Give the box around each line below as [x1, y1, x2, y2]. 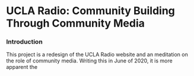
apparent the [6, 64, 38, 71]
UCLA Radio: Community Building [6, 4, 175, 18]
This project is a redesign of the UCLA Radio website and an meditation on [6, 51, 188, 58]
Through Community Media [6, 16, 145, 30]
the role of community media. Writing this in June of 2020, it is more [6, 57, 173, 64]
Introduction [6, 38, 43, 46]
